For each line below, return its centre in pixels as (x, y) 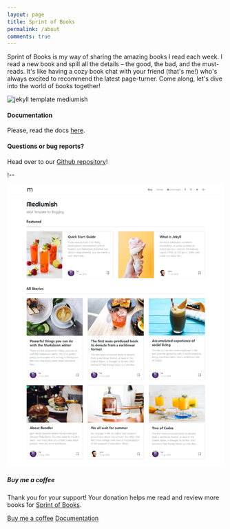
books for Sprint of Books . (44, 505)
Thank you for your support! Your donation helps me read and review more (113, 497)
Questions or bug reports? (46, 146)
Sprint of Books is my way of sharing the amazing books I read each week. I (115, 57)
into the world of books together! (54, 86)
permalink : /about (33, 29)
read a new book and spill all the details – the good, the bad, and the (104, 64)
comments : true (29, 37)
